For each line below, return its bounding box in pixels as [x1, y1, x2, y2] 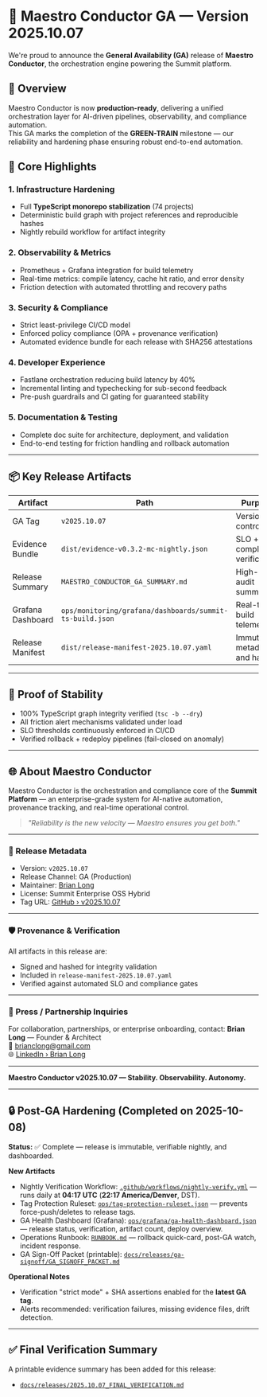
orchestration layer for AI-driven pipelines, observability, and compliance [8, 111, 247, 121]
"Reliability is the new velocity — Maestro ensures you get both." [27, 818, 241, 828]
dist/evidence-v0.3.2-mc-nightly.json [60, 544, 208, 554]
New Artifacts [8, 1166, 56, 1176]
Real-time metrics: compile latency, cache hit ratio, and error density [19, 274, 245, 283]
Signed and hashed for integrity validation [19, 962, 157, 971]
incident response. [19, 1241, 81, 1251]
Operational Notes [8, 1271, 70, 1281]
